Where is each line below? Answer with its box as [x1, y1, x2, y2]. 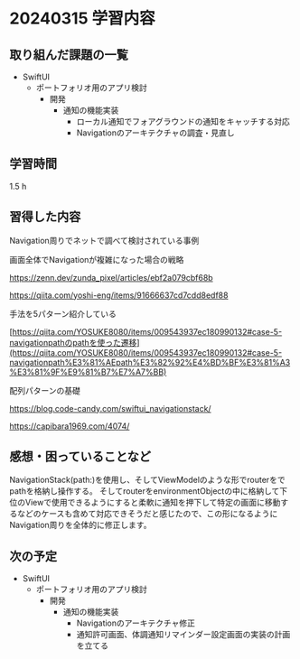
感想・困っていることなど [9, 449, 152, 465]
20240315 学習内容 [9, 8, 155, 29]
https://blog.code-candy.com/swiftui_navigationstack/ [9, 403, 211, 413]
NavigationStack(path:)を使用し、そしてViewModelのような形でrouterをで [9, 475, 286, 486]
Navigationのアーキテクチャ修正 [76, 617, 196, 628]
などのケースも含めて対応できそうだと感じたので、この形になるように [16, 508, 278, 519]
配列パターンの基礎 [9, 385, 81, 395]
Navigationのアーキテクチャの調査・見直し [76, 127, 235, 138]
